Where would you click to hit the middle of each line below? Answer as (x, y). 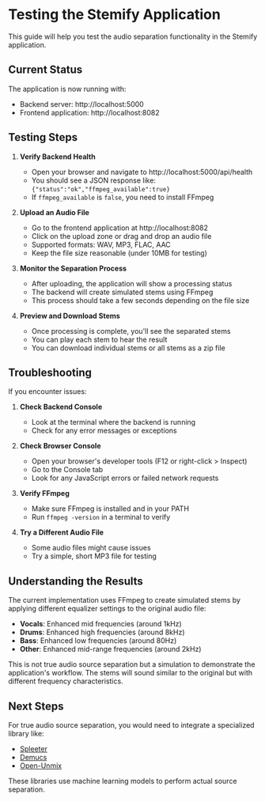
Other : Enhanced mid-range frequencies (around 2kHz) (110, 649)
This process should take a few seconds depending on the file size (140, 300)
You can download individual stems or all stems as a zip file (128, 348)
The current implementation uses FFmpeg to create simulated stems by (125, 600)
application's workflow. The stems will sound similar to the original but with (131, 673)
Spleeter (33, 749)
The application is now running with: (67, 89)
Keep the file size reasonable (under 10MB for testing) (119, 253)
